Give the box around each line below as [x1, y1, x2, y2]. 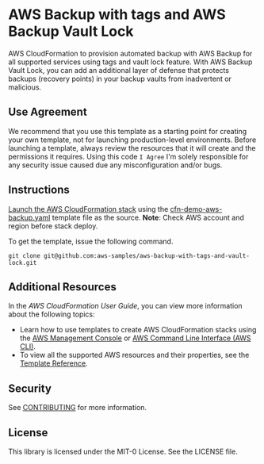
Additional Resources [8, 280, 117, 293]
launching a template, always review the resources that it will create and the [8, 143, 256, 152]
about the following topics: [8, 309, 95, 319]
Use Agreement [8, 105, 87, 119]
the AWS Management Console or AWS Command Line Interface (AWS [19, 333, 251, 343]
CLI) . [19, 342, 36, 351]
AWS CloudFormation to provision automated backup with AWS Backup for [8, 48, 253, 58]
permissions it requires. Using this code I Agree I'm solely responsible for [8, 151, 249, 161]
